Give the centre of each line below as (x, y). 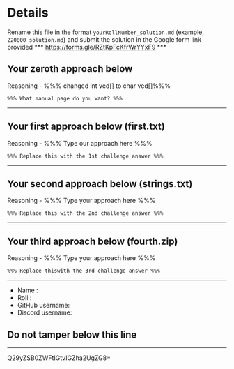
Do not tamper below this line (72, 334)
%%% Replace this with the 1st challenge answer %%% (85, 156)
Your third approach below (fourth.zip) (93, 241)
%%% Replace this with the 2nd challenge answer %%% (85, 213)
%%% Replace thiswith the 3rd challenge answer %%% (84, 271)
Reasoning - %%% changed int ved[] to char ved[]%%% (89, 86)
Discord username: (45, 312)
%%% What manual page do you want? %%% (65, 98)
